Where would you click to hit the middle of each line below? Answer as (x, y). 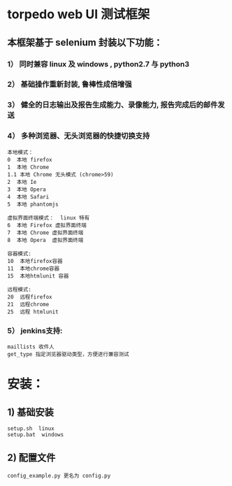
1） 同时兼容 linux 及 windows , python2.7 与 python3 (99, 64)
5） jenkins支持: (35, 331)
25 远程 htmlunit (33, 312)
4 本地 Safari (28, 196)
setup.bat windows (36, 434)
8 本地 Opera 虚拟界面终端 (45, 240)
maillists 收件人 (31, 347)
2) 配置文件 (31, 458)
